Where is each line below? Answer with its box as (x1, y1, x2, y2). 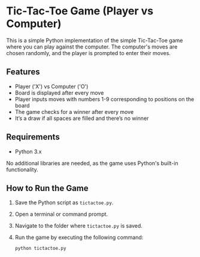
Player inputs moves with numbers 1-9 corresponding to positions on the (14, 95, 195, 102)
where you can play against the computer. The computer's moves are (6, 43, 178, 50)
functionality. (6, 166, 39, 173)
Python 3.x (14, 148, 42, 155)
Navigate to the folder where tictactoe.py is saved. (14, 222, 143, 229)
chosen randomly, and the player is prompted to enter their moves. (6, 49, 171, 56)
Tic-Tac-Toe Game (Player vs (6, 4, 154, 18)
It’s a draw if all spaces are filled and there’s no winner (14, 114, 149, 122)
